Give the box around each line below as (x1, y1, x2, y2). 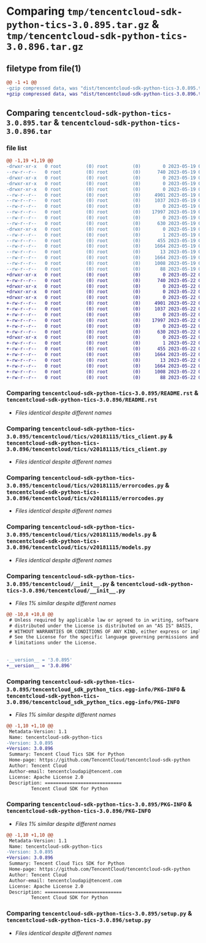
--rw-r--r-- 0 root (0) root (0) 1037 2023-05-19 (6, 197, 196, 204)
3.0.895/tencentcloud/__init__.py (6, 581, 109, 587)
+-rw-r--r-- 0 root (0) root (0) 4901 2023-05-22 (6, 300, 196, 307)
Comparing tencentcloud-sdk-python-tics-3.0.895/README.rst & (6, 389, 199, 397)
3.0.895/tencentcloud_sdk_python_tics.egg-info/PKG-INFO (6, 685, 180, 693)
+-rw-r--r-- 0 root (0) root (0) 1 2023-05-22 (6, 340, 196, 346)
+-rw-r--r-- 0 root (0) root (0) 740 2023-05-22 (6, 277, 196, 283)
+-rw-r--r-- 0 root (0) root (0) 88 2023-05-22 (6, 374, 196, 381)
